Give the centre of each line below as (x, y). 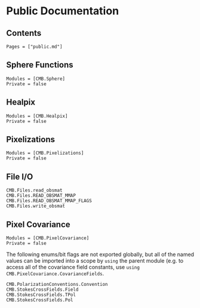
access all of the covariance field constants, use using (73, 267)
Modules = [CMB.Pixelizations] (45, 153)
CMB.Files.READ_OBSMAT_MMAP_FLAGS (49, 201)
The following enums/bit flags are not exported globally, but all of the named (100, 254)
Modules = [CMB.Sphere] (36, 79)
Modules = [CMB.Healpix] (37, 116)
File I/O (20, 176)
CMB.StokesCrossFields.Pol (40, 300)
